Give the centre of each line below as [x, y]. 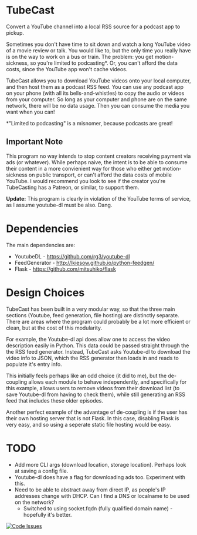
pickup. [15, 32]
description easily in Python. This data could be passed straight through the [98, 345]
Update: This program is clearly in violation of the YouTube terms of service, [98, 198]
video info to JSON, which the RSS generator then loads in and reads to [92, 358]
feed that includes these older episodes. [55, 400]
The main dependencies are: [40, 245]
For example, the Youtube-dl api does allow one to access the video [88, 339]
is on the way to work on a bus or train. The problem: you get [80, 57]
